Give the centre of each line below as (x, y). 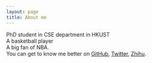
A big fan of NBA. (28, 47)
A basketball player (30, 41)
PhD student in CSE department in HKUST (58, 34)
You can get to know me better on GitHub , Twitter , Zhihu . (76, 53)
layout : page (22, 12)
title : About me (26, 17)
